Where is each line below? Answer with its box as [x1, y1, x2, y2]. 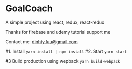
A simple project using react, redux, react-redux [5, 19, 104, 25]
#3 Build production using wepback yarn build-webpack [5, 58, 120, 64]
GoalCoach [5, 3, 53, 14]
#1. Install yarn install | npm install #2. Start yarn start [5, 48, 127, 54]
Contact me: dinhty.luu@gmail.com [5, 38, 78, 45]
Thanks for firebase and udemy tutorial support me [5, 29, 111, 35]
